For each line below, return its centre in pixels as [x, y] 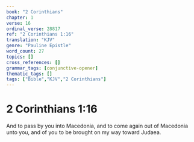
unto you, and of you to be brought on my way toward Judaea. [84, 132]
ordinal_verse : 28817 [33, 29]
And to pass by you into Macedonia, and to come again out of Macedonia [97, 126]
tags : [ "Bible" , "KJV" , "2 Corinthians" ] [56, 79]
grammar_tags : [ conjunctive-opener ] [52, 68]
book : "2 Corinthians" [35, 12]
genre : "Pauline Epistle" [39, 46]
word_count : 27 [25, 51]
